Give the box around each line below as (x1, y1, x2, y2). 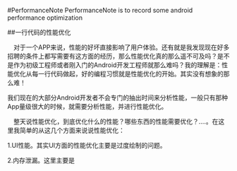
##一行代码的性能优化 (7, 28, 71, 36)
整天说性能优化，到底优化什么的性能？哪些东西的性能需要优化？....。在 (13, 117, 219, 126)
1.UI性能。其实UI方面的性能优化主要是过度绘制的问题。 (7, 141, 167, 149)
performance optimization (7, 13, 83, 22)
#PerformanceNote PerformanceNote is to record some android (7, 6, 193, 14)
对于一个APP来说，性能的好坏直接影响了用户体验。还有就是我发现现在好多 (13, 43, 230, 52)
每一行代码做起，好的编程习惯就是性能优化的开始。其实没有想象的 (31, 70, 224, 78)
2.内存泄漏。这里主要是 (7, 156, 75, 165)
